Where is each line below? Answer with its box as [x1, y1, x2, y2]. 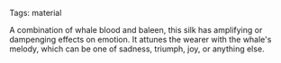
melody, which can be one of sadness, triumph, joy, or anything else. [9, 43, 265, 54]
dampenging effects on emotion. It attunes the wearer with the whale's [9, 35, 272, 44]
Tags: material [9, 8, 62, 18]
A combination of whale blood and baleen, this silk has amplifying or [9, 25, 263, 35]
